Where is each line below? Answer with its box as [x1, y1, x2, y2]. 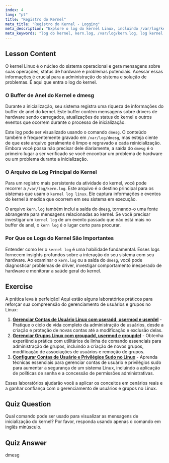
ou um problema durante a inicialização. [5, 156, 88, 162]
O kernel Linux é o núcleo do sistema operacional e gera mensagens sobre [5, 63, 160, 69]
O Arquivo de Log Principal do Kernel [5, 169, 97, 176]
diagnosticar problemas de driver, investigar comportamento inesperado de [5, 262, 162, 268]
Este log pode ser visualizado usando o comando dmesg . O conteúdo [5, 129, 147, 135]
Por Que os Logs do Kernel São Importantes [5, 235, 114, 242]
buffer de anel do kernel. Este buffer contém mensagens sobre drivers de [5, 109, 157, 115]
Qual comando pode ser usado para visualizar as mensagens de [5, 413, 138, 420]
